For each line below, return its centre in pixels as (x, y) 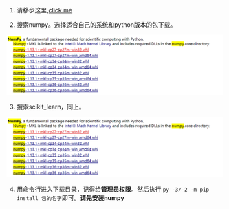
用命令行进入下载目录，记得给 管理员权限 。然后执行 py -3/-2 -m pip (113, 189)
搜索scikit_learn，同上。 (51, 107)
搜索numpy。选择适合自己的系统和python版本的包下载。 (96, 25)
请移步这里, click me (44, 10)
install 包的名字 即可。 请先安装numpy (70, 197)
